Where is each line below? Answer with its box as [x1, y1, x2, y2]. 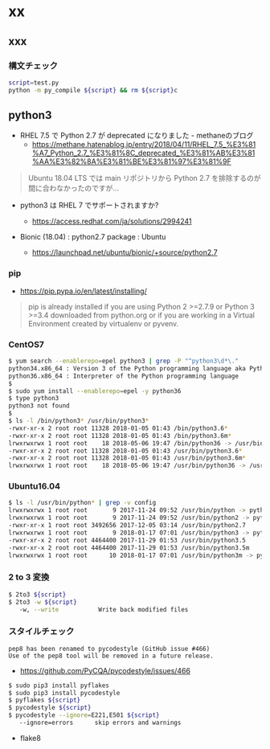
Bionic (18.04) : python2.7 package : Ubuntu [19, 232, 166, 242]
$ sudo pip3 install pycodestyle [8, 689, 121, 697]
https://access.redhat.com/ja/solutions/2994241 [31, 216, 192, 227]
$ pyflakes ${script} [8, 696, 81, 705]
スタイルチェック [8, 626, 75, 637]
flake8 [19, 733, 42, 743]
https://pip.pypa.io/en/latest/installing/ [19, 286, 147, 296]
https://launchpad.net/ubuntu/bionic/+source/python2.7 [31, 248, 219, 257]
